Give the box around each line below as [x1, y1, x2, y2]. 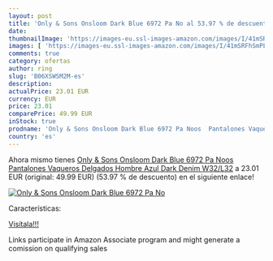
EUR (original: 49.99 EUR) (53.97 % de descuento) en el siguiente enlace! [8, 172, 254, 182]
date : [8, 27, 27, 35]
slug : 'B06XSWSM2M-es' [8, 72, 85, 80]
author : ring [8, 65, 53, 73]
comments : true [8, 49, 60, 58]
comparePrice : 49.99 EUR [8, 110, 93, 118]
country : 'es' [8, 132, 57, 140]
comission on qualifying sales [8, 243, 108, 253]
